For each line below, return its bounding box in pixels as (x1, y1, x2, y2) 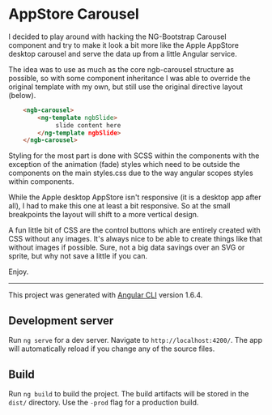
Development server (8, 314, 114, 327)
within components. (8, 177, 74, 186)
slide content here (55, 121, 121, 130)
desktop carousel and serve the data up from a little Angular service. (8, 49, 237, 58)
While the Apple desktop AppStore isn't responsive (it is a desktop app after (8, 192, 261, 203)
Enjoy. (8, 267, 29, 276)
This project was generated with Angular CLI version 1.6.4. (8, 290, 203, 300)
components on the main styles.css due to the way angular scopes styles (8, 168, 253, 178)
